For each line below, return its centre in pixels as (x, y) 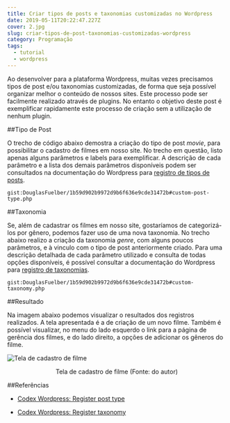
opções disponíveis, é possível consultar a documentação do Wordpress (111, 262)
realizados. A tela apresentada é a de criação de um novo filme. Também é (114, 322)
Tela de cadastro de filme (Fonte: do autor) (117, 371)
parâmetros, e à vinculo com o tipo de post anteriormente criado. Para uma (115, 247)
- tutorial (29, 53)
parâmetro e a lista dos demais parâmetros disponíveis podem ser (102, 165)
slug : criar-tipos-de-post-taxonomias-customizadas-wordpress (99, 33)
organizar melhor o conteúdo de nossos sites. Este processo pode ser (108, 93)
